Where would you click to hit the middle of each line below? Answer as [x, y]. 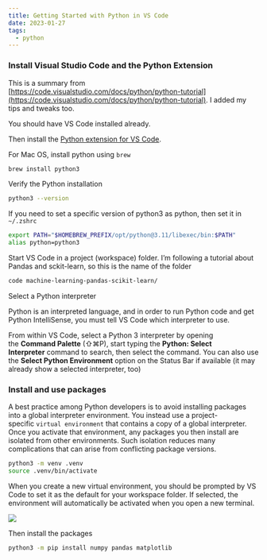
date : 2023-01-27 [37, 23]
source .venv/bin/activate [53, 471]
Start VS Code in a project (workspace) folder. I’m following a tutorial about [131, 258]
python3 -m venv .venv [46, 464]
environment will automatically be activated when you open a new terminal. [132, 503]
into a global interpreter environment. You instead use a [99, 415]
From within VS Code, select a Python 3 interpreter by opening [111, 335]
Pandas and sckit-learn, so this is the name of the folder [100, 266]
